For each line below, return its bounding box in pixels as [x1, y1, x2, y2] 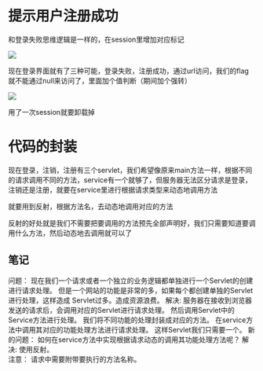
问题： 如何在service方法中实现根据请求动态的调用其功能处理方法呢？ [14, 335, 241, 344]
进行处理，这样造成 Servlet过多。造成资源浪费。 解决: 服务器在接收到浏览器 [8, 296, 253, 305]
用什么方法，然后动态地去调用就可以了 [8, 228, 132, 237]
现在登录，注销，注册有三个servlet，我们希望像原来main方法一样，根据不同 [8, 165, 253, 174]
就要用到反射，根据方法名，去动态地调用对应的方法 [8, 201, 174, 211]
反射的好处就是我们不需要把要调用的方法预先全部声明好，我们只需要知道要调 [8, 218, 256, 228]
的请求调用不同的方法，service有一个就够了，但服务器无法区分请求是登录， [8, 174, 253, 185]
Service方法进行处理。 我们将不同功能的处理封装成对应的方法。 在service [8, 315, 247, 325]
